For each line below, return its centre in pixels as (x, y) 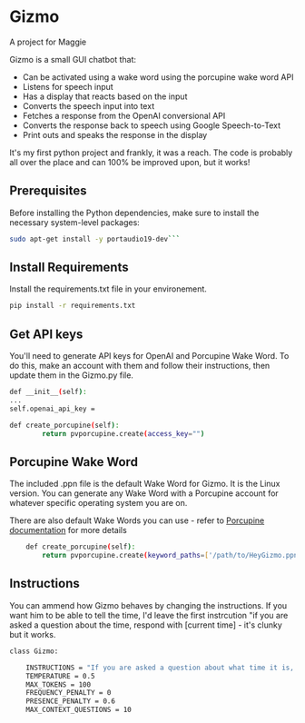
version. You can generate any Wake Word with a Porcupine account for (144, 493)
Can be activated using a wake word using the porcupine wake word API (158, 77)
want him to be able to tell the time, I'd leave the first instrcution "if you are (149, 615)
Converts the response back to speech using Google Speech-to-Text (152, 125)
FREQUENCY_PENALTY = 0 (69, 693)
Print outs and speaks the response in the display (115, 134)
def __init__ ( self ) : (49, 392)
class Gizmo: (34, 651)
